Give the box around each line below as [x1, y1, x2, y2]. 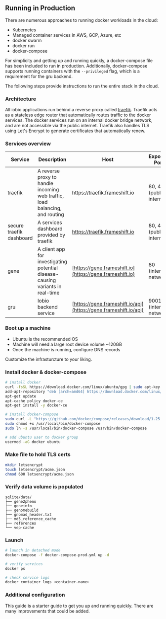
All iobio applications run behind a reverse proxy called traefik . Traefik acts [5, 107, 158, 113]
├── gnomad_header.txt [5, 512, 52, 517]
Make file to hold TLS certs [5, 451, 71, 458]
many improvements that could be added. [5, 608, 90, 614]
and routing [37, 211, 64, 218]
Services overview [5, 140, 51, 147]
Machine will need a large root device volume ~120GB [12, 341, 122, 347]
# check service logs [5, 575, 50, 580]
